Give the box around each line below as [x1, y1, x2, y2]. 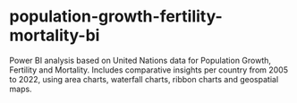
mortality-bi [9, 25, 100, 46]
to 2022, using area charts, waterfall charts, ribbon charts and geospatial [9, 73, 279, 84]
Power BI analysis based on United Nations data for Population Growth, [9, 55, 271, 65]
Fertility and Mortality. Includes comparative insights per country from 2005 [9, 64, 289, 75]
